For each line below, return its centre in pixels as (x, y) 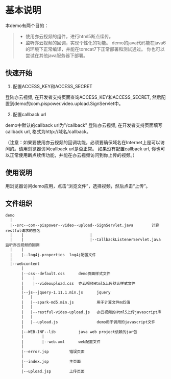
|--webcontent (25, 264)
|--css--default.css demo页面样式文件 (66, 274)
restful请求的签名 (23, 231)
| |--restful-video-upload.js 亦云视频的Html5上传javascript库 (91, 312)
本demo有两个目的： (27, 25)
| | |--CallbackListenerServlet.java (85, 240)
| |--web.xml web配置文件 (61, 342)
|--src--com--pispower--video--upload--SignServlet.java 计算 (84, 225)
